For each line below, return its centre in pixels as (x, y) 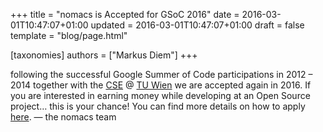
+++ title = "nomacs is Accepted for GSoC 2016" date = (125, 14)
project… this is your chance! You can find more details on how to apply (158, 106)
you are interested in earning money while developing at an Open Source (160, 95)
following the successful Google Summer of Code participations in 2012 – (161, 74)
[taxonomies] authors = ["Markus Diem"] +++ (104, 55)
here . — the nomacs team (63, 117)
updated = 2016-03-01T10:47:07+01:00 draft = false (197, 25)
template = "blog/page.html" (69, 35)
